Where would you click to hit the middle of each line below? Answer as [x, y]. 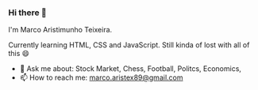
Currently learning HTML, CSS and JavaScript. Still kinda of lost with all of [129, 45]
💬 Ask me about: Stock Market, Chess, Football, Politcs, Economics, [131, 69]
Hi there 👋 [28, 13]
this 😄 [19, 54]
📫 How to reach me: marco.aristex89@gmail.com [101, 77]
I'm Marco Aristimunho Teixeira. [60, 30]
